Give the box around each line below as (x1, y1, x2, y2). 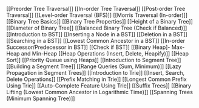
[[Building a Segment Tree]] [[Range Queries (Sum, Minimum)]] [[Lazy (6, 63, 181, 70)
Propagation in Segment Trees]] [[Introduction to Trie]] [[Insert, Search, (6, 69, 185, 76)
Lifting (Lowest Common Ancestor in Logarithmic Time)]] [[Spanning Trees (6, 89, 193, 95)
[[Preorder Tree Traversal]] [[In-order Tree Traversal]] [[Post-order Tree (6, 5, 186, 12)
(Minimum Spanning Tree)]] (6, 95, 75, 102)
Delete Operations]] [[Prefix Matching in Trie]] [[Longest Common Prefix (6, 75, 187, 83)
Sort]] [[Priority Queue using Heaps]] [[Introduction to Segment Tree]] (6, 57, 181, 63)
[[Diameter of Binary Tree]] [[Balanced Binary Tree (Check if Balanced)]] (6, 24, 187, 31)
